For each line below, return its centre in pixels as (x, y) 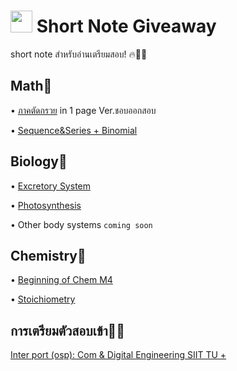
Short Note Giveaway (126, 26)
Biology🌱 (39, 161)
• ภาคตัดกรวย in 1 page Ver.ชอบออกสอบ (83, 110)
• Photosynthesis (46, 205)
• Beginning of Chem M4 (61, 280)
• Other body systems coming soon (81, 224)
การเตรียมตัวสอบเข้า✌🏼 (68, 330)
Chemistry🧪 (48, 255)
